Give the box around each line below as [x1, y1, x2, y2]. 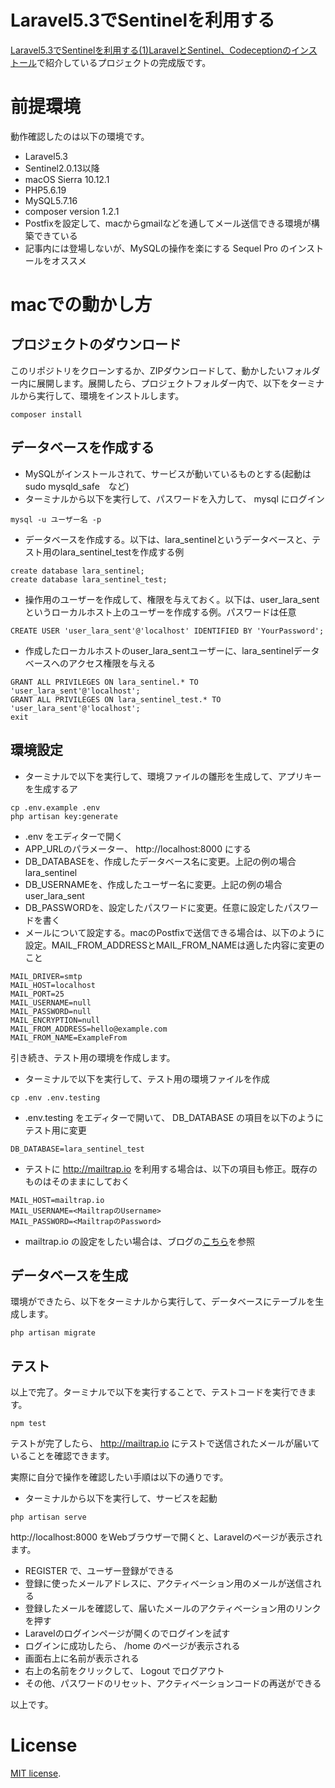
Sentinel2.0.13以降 [24, 162, 100, 174]
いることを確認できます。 [10, 1450, 115, 1462]
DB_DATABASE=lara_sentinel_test [10, 1144, 145, 1154]
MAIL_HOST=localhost [10, 980, 97, 990]
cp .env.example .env [10, 802, 101, 813]
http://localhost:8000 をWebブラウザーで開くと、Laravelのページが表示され [10, 1531, 323, 1543]
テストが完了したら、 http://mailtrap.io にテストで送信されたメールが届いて [10, 1437, 320, 1450]
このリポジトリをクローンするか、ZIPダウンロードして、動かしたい [10, 364, 286, 376]
